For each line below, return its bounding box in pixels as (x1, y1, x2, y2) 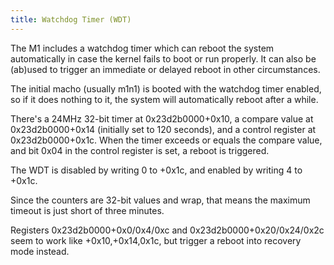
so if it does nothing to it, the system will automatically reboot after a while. (10, 93, 319, 105)
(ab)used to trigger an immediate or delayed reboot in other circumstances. (10, 63, 321, 75)
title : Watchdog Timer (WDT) (10, 14, 132, 25)
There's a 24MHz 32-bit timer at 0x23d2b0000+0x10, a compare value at (10, 112, 314, 125)
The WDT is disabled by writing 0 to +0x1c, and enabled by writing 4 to (10, 164, 303, 176)
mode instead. (10, 245, 70, 257)
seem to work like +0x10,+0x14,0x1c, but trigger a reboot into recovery (10, 234, 302, 246)
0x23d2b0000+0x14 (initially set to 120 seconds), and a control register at (10, 123, 317, 135)
